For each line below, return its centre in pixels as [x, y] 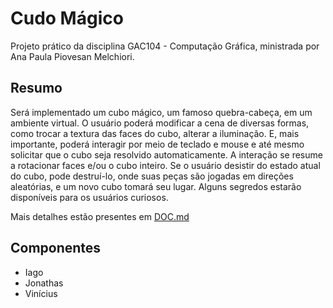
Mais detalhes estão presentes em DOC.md [100, 216]
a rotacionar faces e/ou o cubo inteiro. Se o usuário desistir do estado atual [165, 165]
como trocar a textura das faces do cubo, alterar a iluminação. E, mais [155, 133]
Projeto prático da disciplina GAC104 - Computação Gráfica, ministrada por [165, 46]
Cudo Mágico [67, 18]
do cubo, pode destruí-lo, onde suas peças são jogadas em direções [152, 176]
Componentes [56, 248]
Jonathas [44, 283]
